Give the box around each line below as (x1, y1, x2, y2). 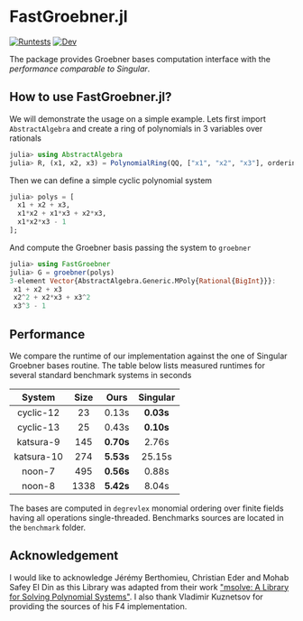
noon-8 (22, 479, 56, 492)
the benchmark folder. (9, 522, 87, 533)
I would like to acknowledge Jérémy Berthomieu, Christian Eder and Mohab (9, 571, 289, 583)
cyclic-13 (17, 421, 60, 433)
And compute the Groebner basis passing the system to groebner (9, 242, 252, 253)
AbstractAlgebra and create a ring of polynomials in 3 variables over (9, 123, 263, 134)
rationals (9, 133, 42, 144)
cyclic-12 (17, 406, 60, 419)
